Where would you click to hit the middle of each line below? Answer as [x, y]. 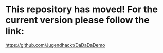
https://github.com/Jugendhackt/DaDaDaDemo [55, 45]
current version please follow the [78, 20]
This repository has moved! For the [82, 9]
